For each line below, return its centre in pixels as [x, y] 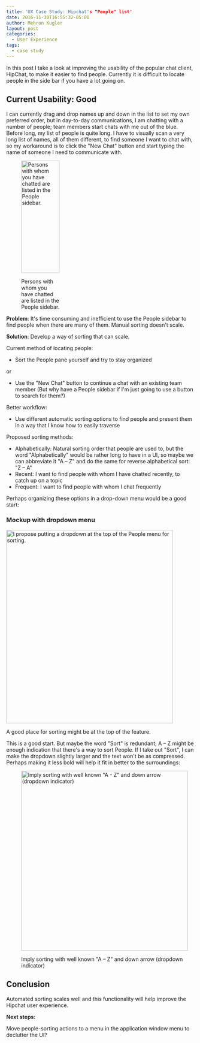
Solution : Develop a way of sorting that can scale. [68, 336]
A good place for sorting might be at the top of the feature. [78, 731]
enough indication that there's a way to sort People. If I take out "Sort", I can [100, 749]
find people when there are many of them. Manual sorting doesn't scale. [95, 325]
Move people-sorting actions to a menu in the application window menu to [98, 1028]
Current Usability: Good [51, 100]
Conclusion [28, 985]
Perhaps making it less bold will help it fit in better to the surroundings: [93, 762]
